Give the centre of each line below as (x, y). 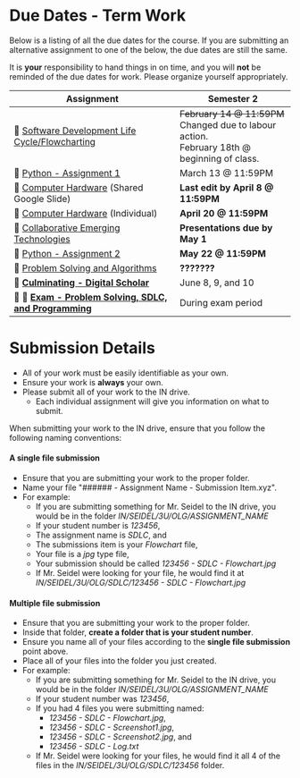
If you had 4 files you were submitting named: (120, 708)
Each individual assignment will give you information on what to (152, 401)
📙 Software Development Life (75, 131)
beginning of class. (220, 158)
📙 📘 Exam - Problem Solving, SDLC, (91, 297)
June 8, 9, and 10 (217, 283)
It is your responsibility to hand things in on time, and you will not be (135, 67)
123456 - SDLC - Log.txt (94, 747)
